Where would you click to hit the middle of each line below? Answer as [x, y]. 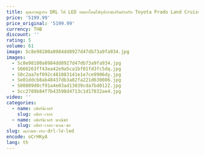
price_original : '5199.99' [41, 23]
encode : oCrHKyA [27, 137]
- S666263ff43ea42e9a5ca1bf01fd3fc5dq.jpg [67, 69]
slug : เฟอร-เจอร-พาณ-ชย [44, 126]
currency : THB [24, 29]
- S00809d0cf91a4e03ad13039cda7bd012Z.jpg [67, 86]
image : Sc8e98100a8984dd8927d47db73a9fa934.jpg [68, 52]
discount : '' [23, 35]
